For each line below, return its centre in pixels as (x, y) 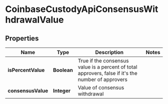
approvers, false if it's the (107, 73)
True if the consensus (103, 61)
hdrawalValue (34, 20)
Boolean (63, 70)
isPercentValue (26, 70)
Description (109, 52)
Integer (62, 91)
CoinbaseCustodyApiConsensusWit (82, 9)
